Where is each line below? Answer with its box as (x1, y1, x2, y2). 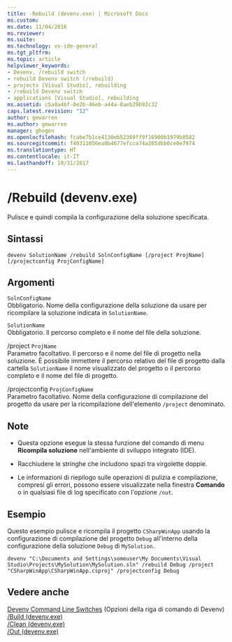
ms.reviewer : (7, 29, 45, 37)
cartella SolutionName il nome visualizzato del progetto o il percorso (7, 364, 201, 372)
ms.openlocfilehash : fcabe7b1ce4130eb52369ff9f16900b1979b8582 (7, 133, 196, 140)
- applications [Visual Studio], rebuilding (7, 95, 139, 102)
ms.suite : (7, 36, 36, 43)
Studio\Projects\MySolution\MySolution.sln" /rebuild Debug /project (7, 561, 215, 568)
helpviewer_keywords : (7, 62, 71, 69)
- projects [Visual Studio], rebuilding (7, 82, 127, 89)
